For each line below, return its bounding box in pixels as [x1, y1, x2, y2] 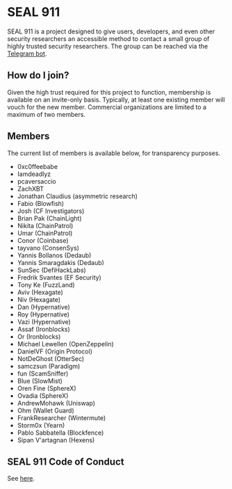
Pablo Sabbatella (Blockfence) [17, 428, 104, 437]
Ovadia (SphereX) [17, 391, 69, 400]
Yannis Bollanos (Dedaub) [17, 251, 92, 259]
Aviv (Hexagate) [17, 288, 64, 296]
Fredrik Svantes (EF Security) [17, 273, 102, 282]
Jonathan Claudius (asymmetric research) [17, 192, 138, 200]
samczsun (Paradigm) [17, 362, 81, 370]
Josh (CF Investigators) [17, 207, 85, 215]
